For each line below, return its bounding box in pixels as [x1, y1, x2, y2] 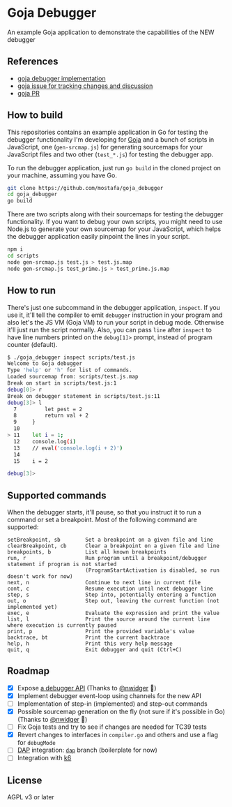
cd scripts [7, 253, 39, 260]
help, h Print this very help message [7, 640, 173, 647]
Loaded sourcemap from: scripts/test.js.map [7, 373, 139, 380]
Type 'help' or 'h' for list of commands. [7, 367, 132, 374]
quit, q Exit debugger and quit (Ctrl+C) [7, 646, 183, 653]
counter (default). [7, 340, 58, 348]
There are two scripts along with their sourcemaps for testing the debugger [7, 210, 224, 219]
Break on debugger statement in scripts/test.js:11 [7, 392, 160, 399]
